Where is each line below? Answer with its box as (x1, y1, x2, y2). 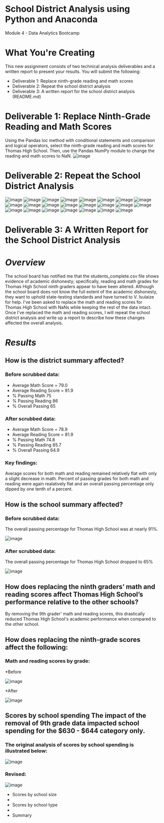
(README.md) (12, 93, 42, 99)
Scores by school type (12, 801, 58, 808)
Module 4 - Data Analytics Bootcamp (5, 30, 80, 36)
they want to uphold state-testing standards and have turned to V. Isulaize (5, 294, 154, 299)
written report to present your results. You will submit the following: (5, 69, 141, 74)
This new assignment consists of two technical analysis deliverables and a (5, 63, 155, 69)
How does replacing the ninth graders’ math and (5, 582, 156, 591)
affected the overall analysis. (5, 320, 63, 326)
